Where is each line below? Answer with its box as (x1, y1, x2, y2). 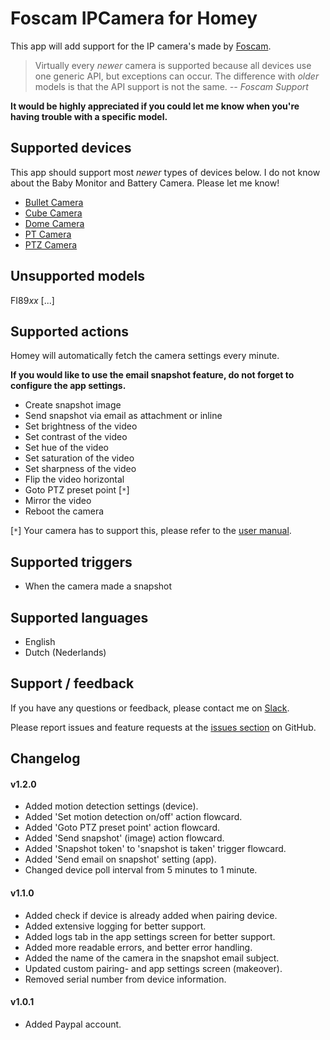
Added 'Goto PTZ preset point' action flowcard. (24, 822, 220, 834)
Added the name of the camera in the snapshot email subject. (24, 952, 280, 964)
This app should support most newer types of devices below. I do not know (10, 166, 321, 178)
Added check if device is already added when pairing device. (24, 909, 278, 921)
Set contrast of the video (24, 431, 128, 443)
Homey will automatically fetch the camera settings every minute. (10, 350, 280, 362)
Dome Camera (24, 217, 85, 229)
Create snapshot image (24, 399, 122, 411)
